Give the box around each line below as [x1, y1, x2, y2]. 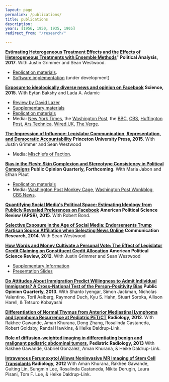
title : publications [5, 17, 49, 22]
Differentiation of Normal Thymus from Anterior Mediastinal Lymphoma [5, 309, 158, 315]
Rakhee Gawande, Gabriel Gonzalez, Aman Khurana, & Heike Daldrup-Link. [5, 345, 161, 351]
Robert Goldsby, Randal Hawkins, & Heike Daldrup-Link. [5, 325, 121, 331]
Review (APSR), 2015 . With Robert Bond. [5, 212, 91, 218]
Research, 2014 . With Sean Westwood [5, 233, 86, 239]
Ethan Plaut [5, 171, 29, 177]
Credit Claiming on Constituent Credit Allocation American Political [5, 248, 149, 254]
